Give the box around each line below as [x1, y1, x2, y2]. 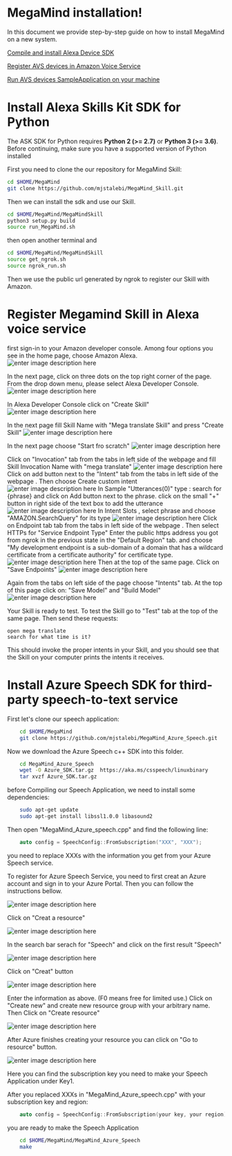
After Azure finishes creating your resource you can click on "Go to [7, 1035, 198, 1043]
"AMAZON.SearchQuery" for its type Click [7, 514, 217, 522]
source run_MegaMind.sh [7, 223, 76, 231]
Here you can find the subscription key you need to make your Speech [7, 1070, 209, 1078]
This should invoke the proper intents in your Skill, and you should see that [7, 645, 220, 654]
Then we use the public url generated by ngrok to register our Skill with [7, 274, 209, 283]
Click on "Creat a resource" [7, 913, 86, 922]
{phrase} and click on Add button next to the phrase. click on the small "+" [7, 492, 220, 500]
